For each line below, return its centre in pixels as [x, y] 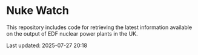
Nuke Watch [38, 11]
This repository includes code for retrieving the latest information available [99, 27]
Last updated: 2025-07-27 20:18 [47, 45]
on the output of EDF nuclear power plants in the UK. [72, 33]
